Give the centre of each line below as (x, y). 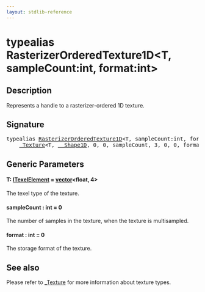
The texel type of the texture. (43, 194)
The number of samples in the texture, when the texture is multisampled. (98, 221)
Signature (25, 125)
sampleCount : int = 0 (34, 207)
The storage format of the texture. (49, 249)
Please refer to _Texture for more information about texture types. (89, 282)
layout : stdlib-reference (39, 12)
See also (23, 267)
